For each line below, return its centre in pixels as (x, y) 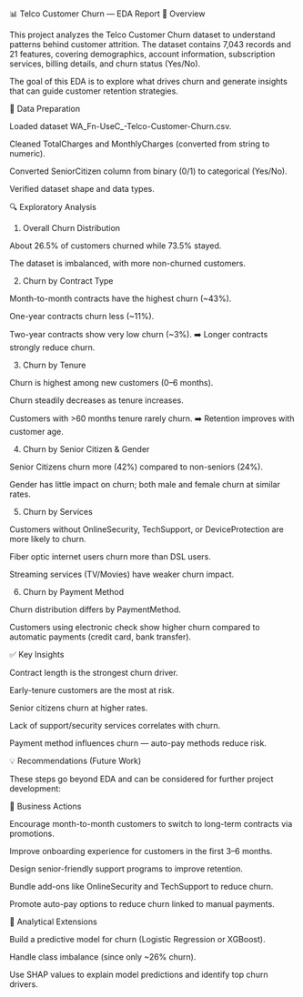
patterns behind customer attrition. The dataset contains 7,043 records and (150, 44)
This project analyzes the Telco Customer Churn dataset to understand (142, 35)
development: (35, 789)
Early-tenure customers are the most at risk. (92, 690)
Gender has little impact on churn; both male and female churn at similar (145, 484)
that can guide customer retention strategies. (94, 91)
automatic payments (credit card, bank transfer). (101, 637)
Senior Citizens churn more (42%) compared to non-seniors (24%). (136, 467)
